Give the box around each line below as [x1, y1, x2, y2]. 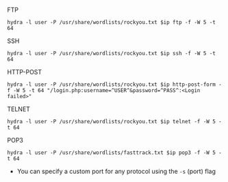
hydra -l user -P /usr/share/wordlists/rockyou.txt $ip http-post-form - [7, 81, 223, 88]
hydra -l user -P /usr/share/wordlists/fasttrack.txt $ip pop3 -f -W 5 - [7, 149, 223, 156]
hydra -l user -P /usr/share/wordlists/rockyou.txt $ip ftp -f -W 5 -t [7, 19, 216, 26]
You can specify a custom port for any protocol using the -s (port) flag [16, 167, 216, 175]
